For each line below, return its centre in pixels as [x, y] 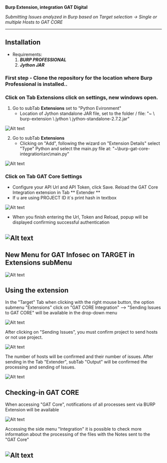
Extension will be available [32, 410]
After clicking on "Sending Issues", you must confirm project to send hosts [82, 332]
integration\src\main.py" [44, 154]
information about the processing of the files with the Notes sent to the [78, 434]
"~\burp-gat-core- [131, 149]
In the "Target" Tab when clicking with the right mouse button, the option [80, 302]
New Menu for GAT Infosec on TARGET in [70, 255]
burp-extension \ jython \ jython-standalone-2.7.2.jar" [75, 119]
